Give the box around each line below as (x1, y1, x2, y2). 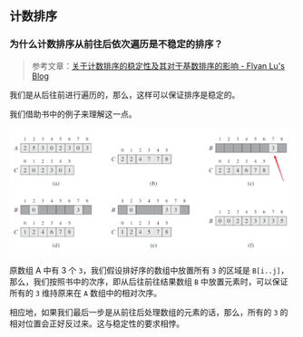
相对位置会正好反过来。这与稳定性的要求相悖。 (9, 318, 184, 329)
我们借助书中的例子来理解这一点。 (9, 108, 137, 120)
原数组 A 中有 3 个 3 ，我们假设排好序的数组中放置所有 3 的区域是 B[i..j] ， (9, 265, 289, 276)
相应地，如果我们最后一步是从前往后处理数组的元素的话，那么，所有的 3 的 (9, 307, 288, 318)
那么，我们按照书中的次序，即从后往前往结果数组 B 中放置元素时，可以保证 (9, 276, 288, 287)
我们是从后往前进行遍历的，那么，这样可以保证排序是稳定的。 (9, 89, 240, 100)
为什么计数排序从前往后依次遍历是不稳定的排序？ (9, 38, 224, 51)
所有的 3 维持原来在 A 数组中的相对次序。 (9, 288, 162, 299)
